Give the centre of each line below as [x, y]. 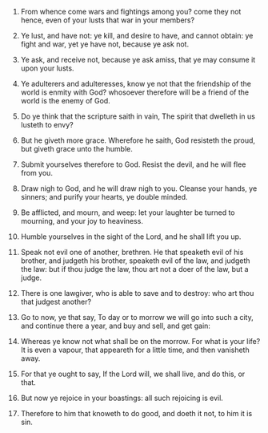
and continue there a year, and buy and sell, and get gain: [116, 326]
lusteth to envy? [47, 125]
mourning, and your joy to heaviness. [82, 221]
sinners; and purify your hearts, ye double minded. [104, 197]
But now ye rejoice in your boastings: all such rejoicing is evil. [122, 398]
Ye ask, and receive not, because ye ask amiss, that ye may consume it [138, 60]
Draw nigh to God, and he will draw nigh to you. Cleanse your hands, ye [139, 188]
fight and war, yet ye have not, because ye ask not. [105, 44]
